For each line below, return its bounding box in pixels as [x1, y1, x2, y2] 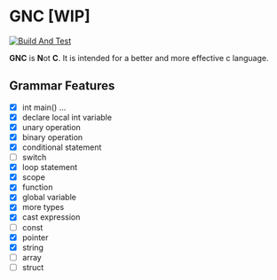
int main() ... [21, 102, 67, 113]
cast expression [21, 212, 81, 222]
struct [21, 261, 44, 272]
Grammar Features [9, 78, 115, 94]
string [21, 242, 44, 253]
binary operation [21, 131, 83, 143]
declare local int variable [21, 112, 113, 122]
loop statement [21, 162, 78, 173]
